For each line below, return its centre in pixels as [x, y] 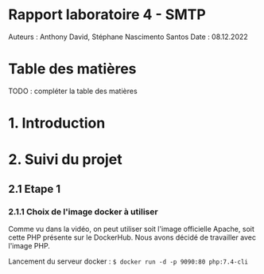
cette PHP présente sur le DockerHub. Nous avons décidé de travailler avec [132, 237]
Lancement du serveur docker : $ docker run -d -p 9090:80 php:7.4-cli [128, 261]
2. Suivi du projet [65, 160]
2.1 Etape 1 [35, 189]
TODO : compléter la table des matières [73, 91]
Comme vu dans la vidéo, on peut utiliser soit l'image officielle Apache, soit [131, 229]
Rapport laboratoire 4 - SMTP [107, 15]
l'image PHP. [29, 245]
